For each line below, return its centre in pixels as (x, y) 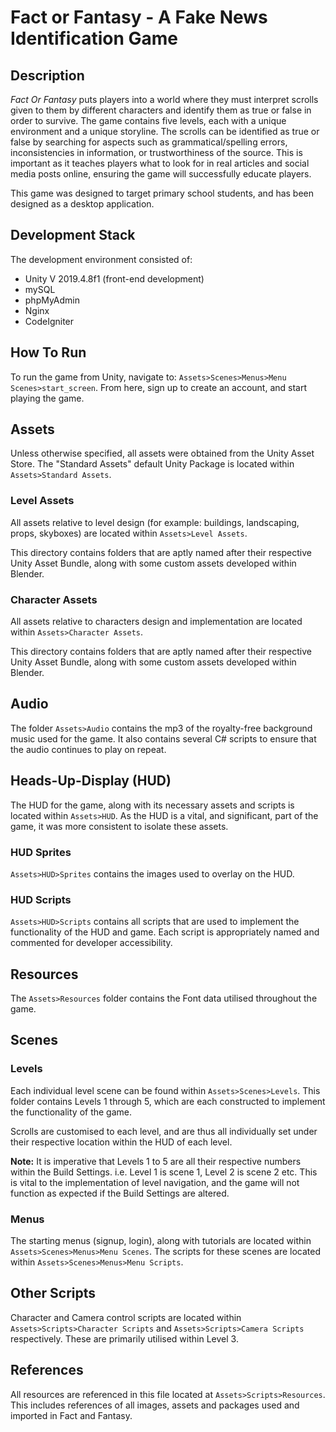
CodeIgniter (49, 321)
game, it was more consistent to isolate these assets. (119, 826)
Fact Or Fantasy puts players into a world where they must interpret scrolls (164, 99)
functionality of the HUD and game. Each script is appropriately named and (165, 932)
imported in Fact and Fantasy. (71, 1415)
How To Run (48, 352)
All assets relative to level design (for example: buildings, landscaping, (155, 522)
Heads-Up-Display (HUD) (91, 781)
